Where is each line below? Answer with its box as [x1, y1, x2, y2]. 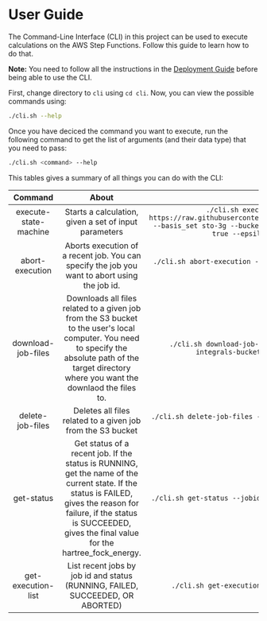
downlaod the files [67, 382, 137, 393]
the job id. [83, 280, 121, 291]
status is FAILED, [70, 487, 133, 499]
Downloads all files [66, 293, 137, 304]
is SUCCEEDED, [72, 517, 132, 528]
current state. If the [66, 477, 137, 488]
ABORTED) [80, 600, 122, 611]
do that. [8, 49, 34, 58]
